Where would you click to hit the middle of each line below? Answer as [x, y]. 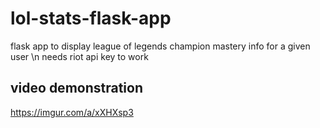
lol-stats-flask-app [91, 18]
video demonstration [76, 88]
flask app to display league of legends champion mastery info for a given [160, 46]
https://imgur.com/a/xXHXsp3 [72, 112]
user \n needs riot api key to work [79, 56]
